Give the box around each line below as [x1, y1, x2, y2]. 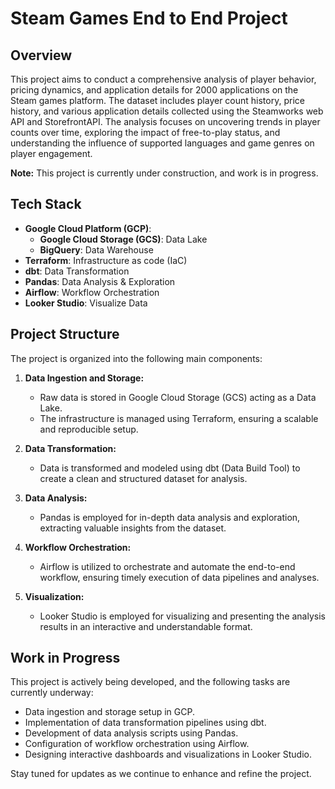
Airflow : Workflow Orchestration [24, 286, 160, 298]
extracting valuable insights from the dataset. [39, 522, 227, 534]
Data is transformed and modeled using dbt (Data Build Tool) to [39, 462, 301, 474]
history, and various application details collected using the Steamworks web [10, 105, 324, 117]
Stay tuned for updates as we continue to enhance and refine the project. [10, 768, 312, 780]
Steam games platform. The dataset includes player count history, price [10, 95, 305, 106]
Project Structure [10, 326, 120, 343]
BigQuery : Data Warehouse [39, 243, 154, 256]
